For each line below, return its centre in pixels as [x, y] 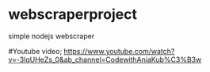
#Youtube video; [35, 51]
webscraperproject [73, 14]
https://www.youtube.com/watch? [119, 51]
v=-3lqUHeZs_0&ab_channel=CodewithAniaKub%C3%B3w [105, 59]
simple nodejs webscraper [52, 36]
